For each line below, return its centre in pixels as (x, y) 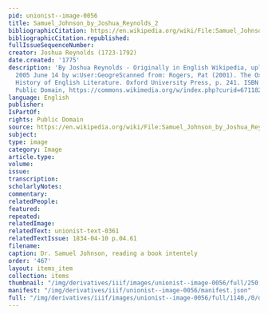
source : (21, 127)
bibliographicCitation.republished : (69, 38)
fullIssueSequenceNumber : (51, 46)
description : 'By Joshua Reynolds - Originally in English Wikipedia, (128, 68)
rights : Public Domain (46, 120)
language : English (39, 97)
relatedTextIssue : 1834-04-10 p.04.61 (73, 239)
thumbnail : (26, 283)
